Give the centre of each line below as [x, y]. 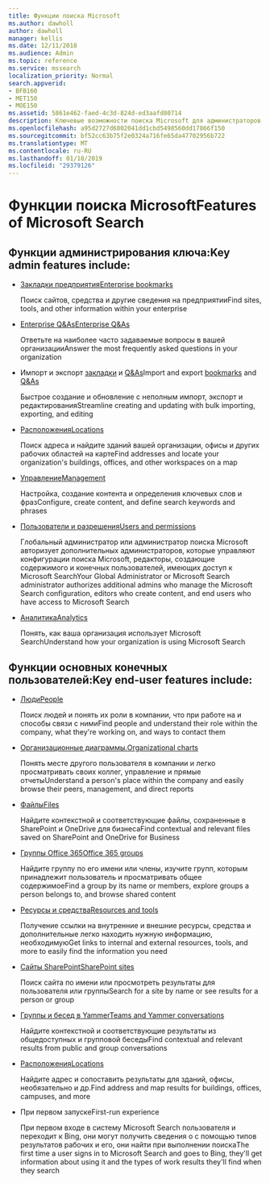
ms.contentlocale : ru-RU [50, 151]
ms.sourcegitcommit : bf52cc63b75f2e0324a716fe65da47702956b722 [117, 135]
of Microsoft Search [76, 223]
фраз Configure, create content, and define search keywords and [127, 502]
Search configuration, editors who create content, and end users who [135, 594]
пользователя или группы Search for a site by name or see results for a [139, 991]
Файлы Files [39, 804]
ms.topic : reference [43, 61]
